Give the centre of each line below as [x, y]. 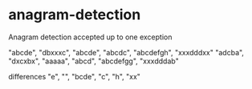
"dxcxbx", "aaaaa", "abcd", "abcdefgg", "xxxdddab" [93, 61]
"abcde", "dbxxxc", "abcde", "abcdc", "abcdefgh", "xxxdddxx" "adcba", [126, 52]
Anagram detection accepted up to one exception [90, 37]
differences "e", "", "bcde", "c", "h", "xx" [74, 76]
